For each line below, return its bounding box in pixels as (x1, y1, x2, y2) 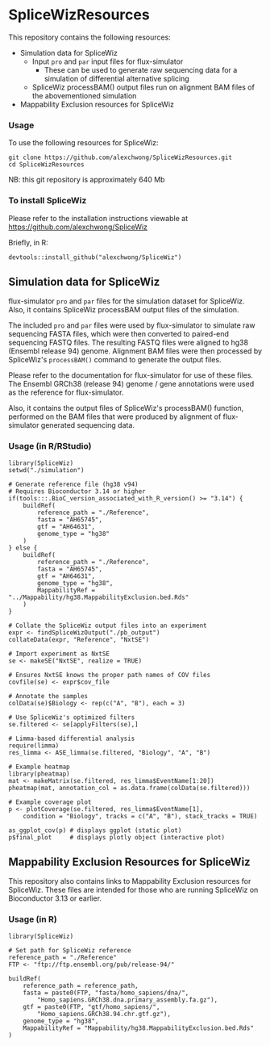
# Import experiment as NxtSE (8, 650, 110, 658)
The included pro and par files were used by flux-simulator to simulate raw (8, 320, 255, 330)
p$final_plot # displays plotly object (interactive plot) (8, 833, 226, 841)
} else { (8, 543, 38, 552)
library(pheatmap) (8, 769, 70, 778)
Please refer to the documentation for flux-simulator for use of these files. (8, 370, 254, 380)
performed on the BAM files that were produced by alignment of (8, 412, 222, 421)
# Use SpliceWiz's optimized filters (8, 713, 135, 722)
